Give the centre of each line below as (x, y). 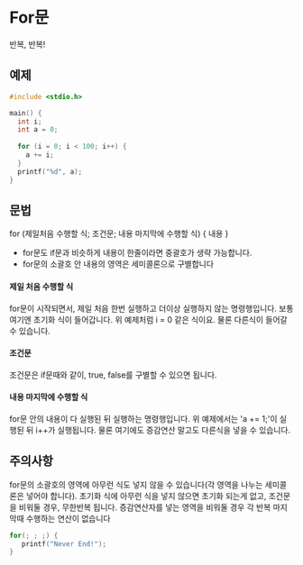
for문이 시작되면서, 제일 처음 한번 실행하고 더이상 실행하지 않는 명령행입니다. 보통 (151, 308)
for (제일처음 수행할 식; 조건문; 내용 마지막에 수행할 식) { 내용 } (119, 233)
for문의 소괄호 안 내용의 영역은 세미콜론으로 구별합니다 (118, 264)
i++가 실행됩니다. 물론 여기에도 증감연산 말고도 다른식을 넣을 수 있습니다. (163, 430)
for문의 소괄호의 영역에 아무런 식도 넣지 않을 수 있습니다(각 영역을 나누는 (136, 484)
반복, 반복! (28, 44)
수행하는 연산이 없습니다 (68, 518)
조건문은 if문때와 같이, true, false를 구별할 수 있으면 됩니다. (113, 375)
